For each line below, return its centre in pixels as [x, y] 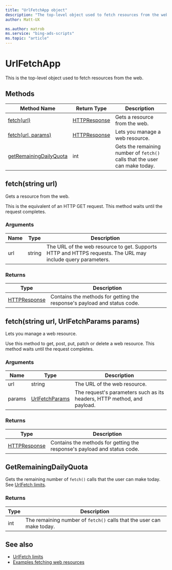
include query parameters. [78, 259]
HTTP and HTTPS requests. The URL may [96, 253]
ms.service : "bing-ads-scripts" [40, 34]
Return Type [91, 108]
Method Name [38, 108]
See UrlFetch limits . [26, 485]
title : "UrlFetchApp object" [36, 10]
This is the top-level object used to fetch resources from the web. [74, 78]
